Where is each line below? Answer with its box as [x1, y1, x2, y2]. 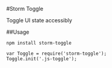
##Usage [6, 28, 30, 36]
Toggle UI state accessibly [6, 17, 73, 23]
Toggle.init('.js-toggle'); [6, 56, 77, 62]
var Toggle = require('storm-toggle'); [6, 51, 107, 57]
